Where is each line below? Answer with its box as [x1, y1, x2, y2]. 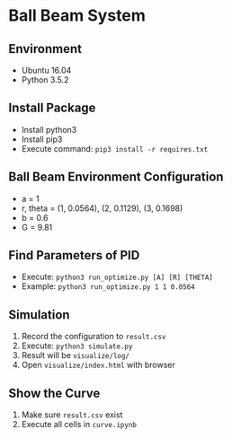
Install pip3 [21, 134, 63, 145]
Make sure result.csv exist [21, 409, 123, 420]
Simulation [8, 307, 70, 322]
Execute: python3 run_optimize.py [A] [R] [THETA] [21, 271, 213, 283]
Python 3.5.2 [21, 74, 69, 85]
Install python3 [21, 124, 77, 135]
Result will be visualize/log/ [21, 350, 130, 361]
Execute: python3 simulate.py [21, 340, 133, 351]
